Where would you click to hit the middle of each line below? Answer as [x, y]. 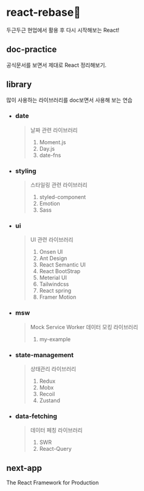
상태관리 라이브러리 [53, 369]
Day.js [47, 148]
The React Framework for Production [53, 482]
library [19, 85]
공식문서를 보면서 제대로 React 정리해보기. [57, 65]
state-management [44, 355]
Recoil [47, 394]
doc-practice [32, 50]
